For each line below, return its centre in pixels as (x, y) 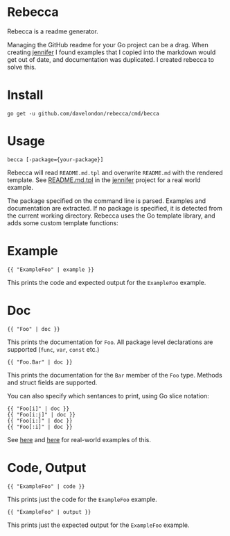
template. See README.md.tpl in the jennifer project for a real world (104, 180)
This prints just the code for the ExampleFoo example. (82, 499)
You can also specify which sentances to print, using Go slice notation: (108, 396)
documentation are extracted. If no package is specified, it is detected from (115, 208)
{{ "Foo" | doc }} (34, 329)
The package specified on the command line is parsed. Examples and (107, 201)
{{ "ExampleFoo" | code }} (46, 486)
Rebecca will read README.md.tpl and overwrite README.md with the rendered (115, 172)
